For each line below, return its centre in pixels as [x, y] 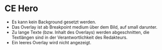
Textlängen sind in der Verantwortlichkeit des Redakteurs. [69, 37]
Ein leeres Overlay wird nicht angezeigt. [51, 42]
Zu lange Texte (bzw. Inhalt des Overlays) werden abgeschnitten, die [80, 32]
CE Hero [21, 8]
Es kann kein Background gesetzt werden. [54, 22]
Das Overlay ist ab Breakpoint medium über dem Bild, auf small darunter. [84, 27]
